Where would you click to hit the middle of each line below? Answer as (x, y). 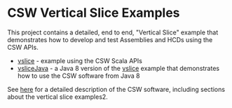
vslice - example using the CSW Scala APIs (80, 60)
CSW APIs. (23, 47)
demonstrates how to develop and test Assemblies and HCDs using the (110, 39)
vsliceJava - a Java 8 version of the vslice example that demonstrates (118, 68)
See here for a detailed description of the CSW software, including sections (116, 89)
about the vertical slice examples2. (58, 97)
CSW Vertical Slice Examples (94, 13)
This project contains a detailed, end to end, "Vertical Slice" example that (113, 32)
